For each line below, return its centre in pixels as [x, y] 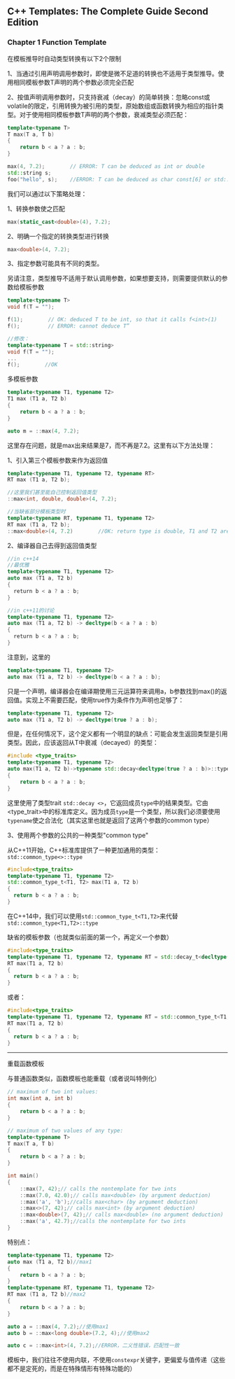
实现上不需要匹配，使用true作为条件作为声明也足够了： [105, 700]
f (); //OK [33, 365]
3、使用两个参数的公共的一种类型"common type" [78, 835]
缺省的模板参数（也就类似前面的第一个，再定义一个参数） [90, 937]
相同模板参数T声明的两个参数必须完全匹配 [73, 82]
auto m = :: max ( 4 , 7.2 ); [43, 431]
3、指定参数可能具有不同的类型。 [55, 264]
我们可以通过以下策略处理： [47, 194]
